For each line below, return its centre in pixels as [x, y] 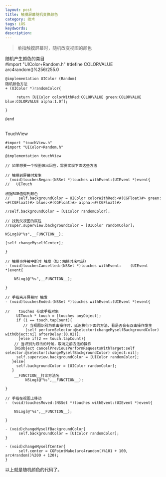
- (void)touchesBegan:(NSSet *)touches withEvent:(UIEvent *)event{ [78, 180]
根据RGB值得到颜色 [22, 194]
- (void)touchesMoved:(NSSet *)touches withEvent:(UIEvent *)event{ [79, 403]
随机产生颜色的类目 [25, 59]
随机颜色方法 [16, 84]
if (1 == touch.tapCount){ [44, 320]
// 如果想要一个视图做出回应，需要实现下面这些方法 [51, 166]
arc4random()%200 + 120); [32, 455]
